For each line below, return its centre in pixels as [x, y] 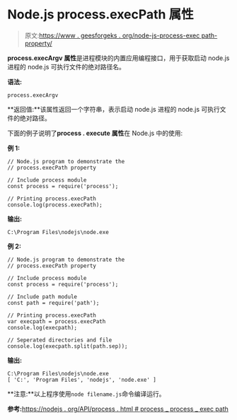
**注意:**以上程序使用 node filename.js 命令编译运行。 [86, 394]
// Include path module [42, 297]
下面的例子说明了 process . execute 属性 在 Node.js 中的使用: [95, 133]
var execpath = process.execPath [57, 321]
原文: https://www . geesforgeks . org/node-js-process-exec [112, 35]
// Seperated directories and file [60, 340]
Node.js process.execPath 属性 [100, 14]
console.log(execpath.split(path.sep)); [68, 346]
